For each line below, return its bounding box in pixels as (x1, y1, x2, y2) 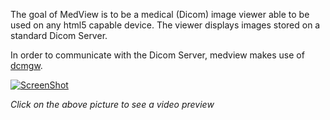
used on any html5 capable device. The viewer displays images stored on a (10, 19, 321, 31)
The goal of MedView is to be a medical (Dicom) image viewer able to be (10, 9, 310, 20)
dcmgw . (10, 60, 43, 71)
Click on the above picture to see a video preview (10, 99, 215, 110)
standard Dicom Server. (10, 30, 108, 41)
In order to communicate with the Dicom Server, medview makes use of (10, 49, 305, 61)
